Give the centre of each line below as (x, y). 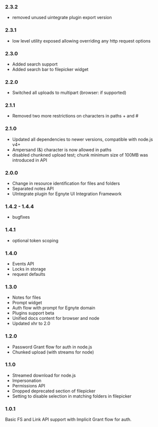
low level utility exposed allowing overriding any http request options (81, 41)
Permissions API (29, 385)
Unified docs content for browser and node (56, 318)
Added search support (35, 64)
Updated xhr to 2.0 (31, 323)
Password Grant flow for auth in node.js (52, 347)
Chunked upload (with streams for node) (53, 352)
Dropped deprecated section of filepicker (54, 391)
